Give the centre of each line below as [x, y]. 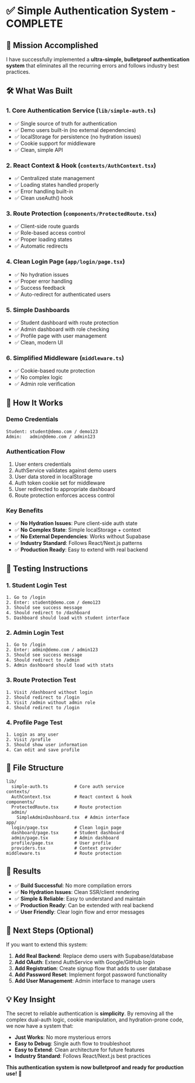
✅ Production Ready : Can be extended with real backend [84, 905]
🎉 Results [23, 872]
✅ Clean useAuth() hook [44, 198]
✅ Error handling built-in [44, 191]
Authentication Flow [36, 451]
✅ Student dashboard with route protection [66, 322]
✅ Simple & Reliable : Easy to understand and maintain [80, 898]
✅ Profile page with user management [61, 336]
